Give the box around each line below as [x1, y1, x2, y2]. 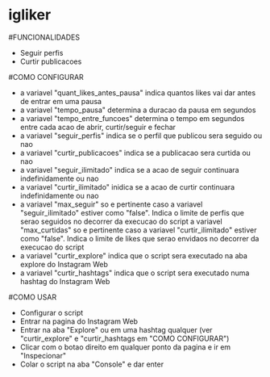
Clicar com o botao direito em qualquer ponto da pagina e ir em [19, 341, 231, 352]
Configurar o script [19, 308, 84, 317]
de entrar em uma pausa [19, 96, 102, 106]
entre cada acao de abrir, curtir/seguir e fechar [19, 122, 176, 132]
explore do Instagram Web [19, 259, 109, 269]
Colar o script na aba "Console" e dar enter [19, 359, 164, 369]
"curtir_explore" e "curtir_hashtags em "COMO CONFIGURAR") [19, 333, 230, 343]
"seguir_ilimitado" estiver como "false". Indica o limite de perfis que [19, 207, 244, 217]
